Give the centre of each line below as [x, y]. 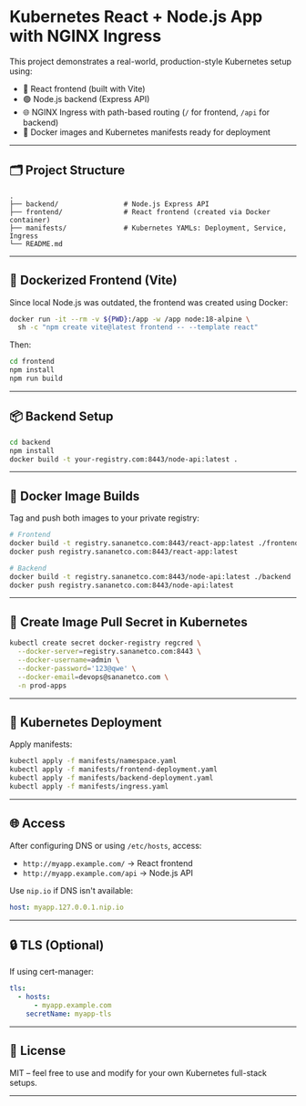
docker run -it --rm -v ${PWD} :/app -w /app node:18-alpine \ [130, 319]
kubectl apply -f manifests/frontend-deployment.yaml [114, 770]
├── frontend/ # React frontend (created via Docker [140, 212]
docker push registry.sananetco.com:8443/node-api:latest [122, 585]
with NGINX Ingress [86, 36]
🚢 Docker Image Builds [75, 496]
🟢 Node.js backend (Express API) [86, 98]
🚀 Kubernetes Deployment [86, 722]
